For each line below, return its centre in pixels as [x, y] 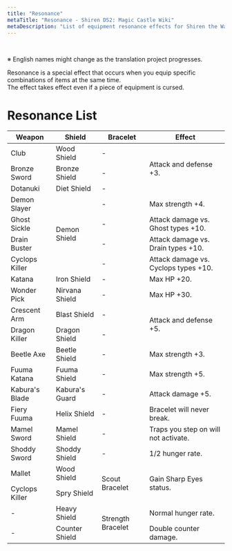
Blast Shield [75, 315]
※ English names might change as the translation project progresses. [105, 59]
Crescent [26, 310]
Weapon [30, 137]
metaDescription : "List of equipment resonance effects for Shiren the [112, 26]
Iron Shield [73, 279]
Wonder [23, 291]
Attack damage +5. [181, 394]
